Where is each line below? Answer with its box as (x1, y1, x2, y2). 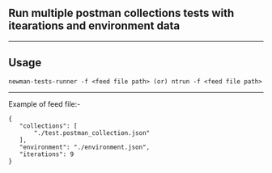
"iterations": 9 (19, 150, 74, 158)
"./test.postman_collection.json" (33, 129, 151, 137)
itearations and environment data (8, 19, 181, 33)
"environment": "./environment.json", (19, 143, 151, 151)
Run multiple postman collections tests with (8, 6, 235, 20)
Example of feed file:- (8, 99, 81, 108)
